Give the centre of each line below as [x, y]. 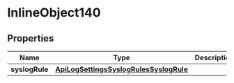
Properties [31, 38]
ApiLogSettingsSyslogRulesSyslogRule [122, 69]
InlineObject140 [54, 13]
